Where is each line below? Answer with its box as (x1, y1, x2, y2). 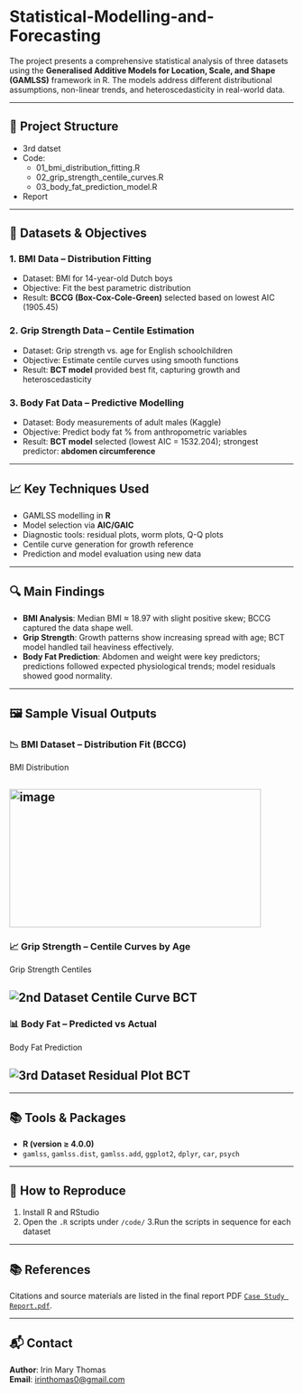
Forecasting (9, 25, 101, 46)
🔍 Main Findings (9, 585, 106, 600)
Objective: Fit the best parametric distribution (22, 283, 191, 294)
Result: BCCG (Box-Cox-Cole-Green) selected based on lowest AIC (22, 292, 275, 304)
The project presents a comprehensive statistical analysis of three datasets (9, 55, 289, 66)
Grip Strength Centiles (9, 964, 92, 975)
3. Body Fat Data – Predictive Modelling (9, 396, 185, 408)
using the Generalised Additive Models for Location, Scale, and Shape (9, 65, 276, 76)
